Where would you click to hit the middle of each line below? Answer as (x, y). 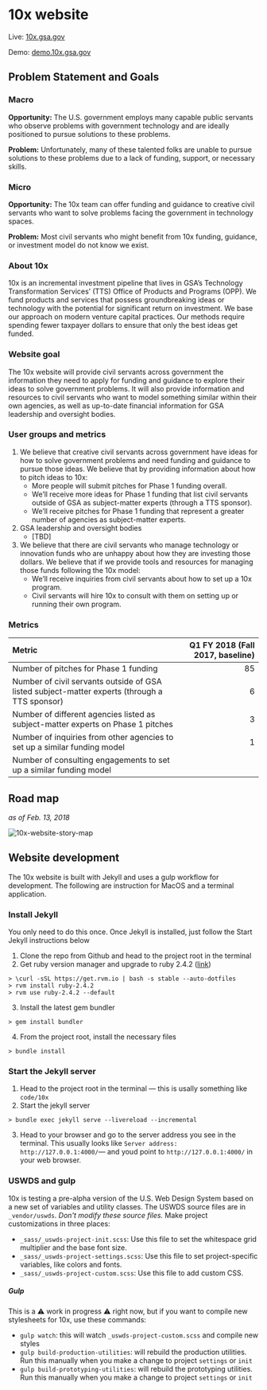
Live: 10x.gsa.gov (37, 37)
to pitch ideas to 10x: (54, 477)
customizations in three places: (59, 1224)
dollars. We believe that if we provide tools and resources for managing (136, 562)
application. (27, 894)
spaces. (21, 221)
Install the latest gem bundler (67, 1007)
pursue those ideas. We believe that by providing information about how (137, 469)
